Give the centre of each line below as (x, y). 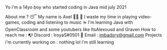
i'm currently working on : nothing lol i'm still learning (60, 42)
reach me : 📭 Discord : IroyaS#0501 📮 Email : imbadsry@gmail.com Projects (83, 35)
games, (13, 22)
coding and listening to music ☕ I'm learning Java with (77, 22)
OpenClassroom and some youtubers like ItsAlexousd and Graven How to (81, 29)
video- (145, 17)
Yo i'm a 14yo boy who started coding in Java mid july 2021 (66, 7)
